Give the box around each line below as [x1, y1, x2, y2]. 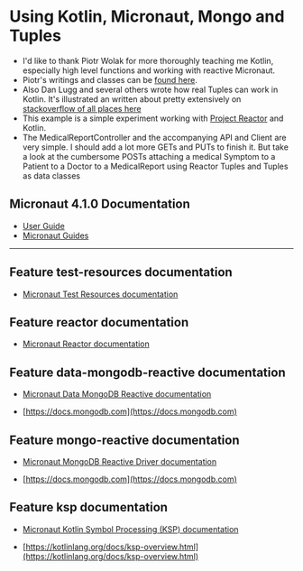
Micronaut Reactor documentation [22, 338, 151, 349]
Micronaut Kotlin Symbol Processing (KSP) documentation [22, 523, 239, 534]
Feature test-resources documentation [9, 264, 233, 281]
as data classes [22, 170, 81, 181]
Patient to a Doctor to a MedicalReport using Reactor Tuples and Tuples [22, 161, 289, 171]
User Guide [22, 220, 65, 231]
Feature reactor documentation [9, 314, 189, 330]
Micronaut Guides [22, 230, 89, 241]
